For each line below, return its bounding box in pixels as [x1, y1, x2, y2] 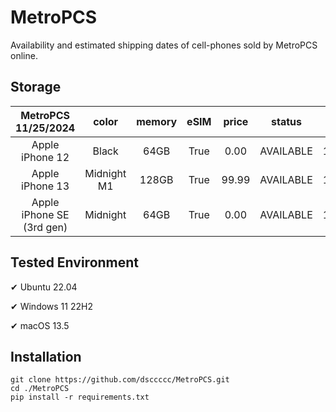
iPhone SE [21, 207, 70, 221]
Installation [10, 348, 82, 365]
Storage [10, 79, 62, 96]
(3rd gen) [22, 220, 68, 234]
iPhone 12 [21, 150, 70, 164]
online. [10, 49, 38, 61]
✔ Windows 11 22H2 [10, 300, 93, 312]
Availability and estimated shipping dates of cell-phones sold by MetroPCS [10, 39, 318, 51]
